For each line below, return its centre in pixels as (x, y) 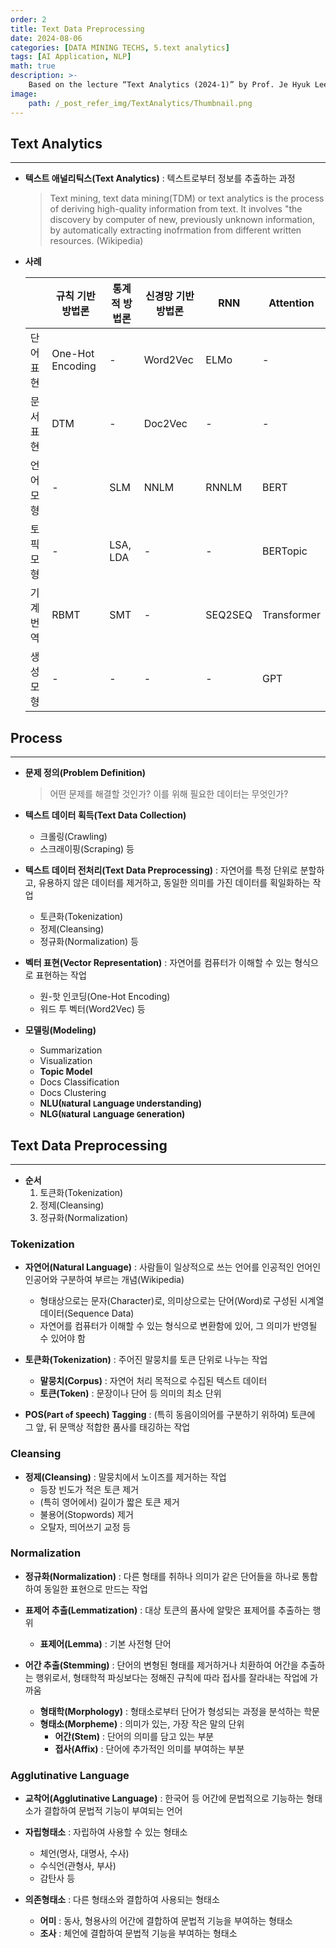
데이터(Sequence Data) (87, 1313)
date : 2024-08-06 (46, 38)
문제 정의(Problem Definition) (85, 773)
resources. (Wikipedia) (96, 241)
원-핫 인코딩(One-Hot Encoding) (105, 997)
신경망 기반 (170, 296)
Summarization (71, 1050)
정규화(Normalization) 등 (89, 942)
